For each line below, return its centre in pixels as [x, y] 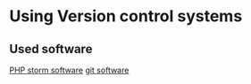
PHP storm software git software [69, 70]
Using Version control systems [126, 16]
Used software [51, 49]
